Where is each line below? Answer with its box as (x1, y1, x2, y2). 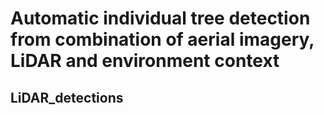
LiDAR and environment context (10, 50, 280, 72)
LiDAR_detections (10, 89, 124, 106)
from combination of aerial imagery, (10, 28, 315, 51)
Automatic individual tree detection (10, 7, 311, 30)
